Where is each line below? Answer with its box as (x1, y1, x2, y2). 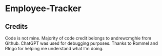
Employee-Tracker (5, 3, 81, 14)
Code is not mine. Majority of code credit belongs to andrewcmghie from (5, 35, 152, 41)
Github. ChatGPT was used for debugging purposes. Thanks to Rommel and (5, 40, 158, 46)
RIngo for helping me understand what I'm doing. (5, 46, 104, 51)
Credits (5, 22, 28, 31)
